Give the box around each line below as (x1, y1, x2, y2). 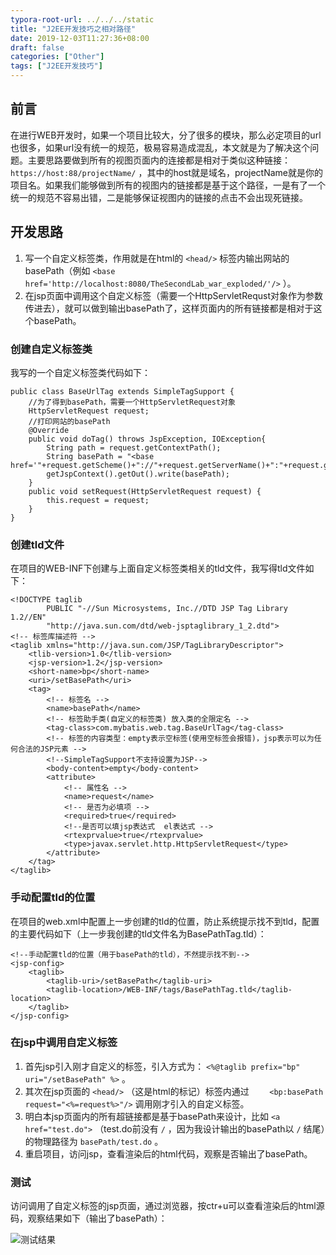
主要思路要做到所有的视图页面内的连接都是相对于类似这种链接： (27, 154, 291, 166)
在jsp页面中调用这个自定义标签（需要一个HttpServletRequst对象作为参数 (24, 289, 323, 301)
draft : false (10, 42, 65, 53)
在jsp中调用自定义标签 (10, 1036, 118, 1050)
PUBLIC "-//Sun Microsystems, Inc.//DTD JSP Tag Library (46, 604, 288, 614)
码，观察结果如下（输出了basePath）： (10, 1212, 168, 1225)
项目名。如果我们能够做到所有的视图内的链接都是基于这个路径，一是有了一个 (10, 179, 326, 191)
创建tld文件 (10, 537, 65, 551)
